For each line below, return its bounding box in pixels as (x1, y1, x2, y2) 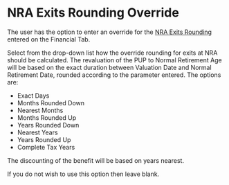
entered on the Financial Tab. (7, 35, 91, 43)
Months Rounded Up (17, 113, 77, 122)
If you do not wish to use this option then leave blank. (7, 170, 160, 178)
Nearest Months (17, 106, 64, 114)
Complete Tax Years (17, 143, 75, 151)
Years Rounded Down (17, 121, 80, 129)
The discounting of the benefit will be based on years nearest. (7, 156, 185, 164)
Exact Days (17, 91, 50, 100)
